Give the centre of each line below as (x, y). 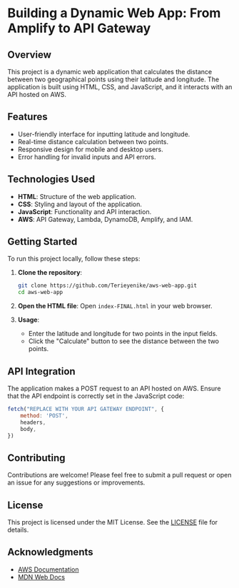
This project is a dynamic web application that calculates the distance (110, 72)
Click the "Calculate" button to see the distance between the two (124, 341)
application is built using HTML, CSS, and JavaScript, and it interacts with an (120, 87)
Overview (30, 55)
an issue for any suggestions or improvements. (76, 482)
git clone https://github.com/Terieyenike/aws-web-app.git (107, 286)
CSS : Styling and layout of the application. (80, 204)
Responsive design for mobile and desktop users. (90, 149)
